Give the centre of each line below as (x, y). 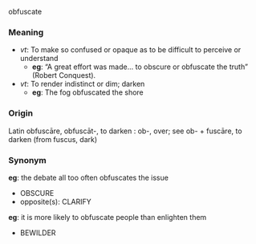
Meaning (26, 32)
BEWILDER (38, 233)
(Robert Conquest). (64, 75)
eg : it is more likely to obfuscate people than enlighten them (108, 217)
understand (39, 59)
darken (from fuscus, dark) (53, 139)
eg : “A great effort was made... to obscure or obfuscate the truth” (140, 67)
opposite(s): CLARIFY (56, 201)
